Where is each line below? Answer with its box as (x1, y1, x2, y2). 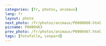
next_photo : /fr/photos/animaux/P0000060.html (5, 20, 102, 25)
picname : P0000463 (5, 25, 42, 30)
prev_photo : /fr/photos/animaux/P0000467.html (5, 29, 102, 34)
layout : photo (5, 16, 34, 21)
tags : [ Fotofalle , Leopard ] (5, 34, 63, 39)
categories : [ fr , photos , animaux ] (5, 7, 78, 12)
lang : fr (5, 11, 23, 16)
